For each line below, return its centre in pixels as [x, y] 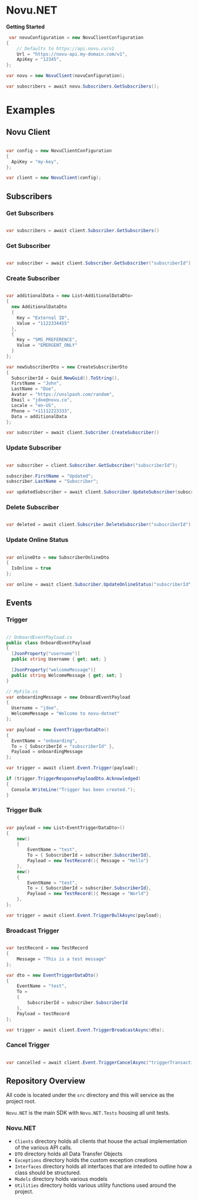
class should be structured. [48, 1173]
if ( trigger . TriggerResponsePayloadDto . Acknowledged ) [74, 779]
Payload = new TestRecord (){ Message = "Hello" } [88, 861]
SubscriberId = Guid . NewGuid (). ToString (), [65, 378]
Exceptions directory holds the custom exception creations [86, 1160]
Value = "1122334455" [43, 323]
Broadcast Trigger [33, 931]
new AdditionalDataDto [39, 307]
